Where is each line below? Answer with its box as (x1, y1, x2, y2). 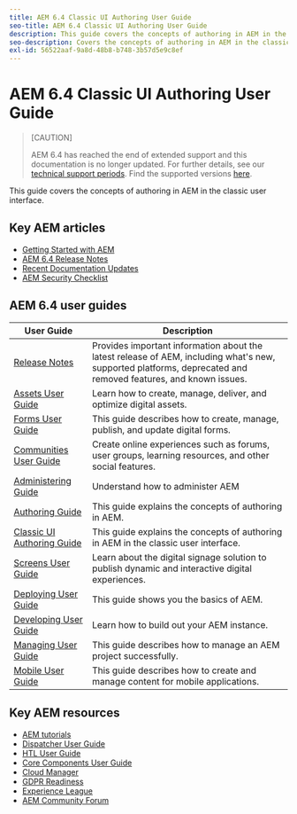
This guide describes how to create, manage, (91, 412, 279, 425)
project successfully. (91, 649, 179, 661)
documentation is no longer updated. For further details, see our (30, 159, 265, 169)
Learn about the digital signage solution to (91, 551, 267, 563)
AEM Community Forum (21, 794, 110, 805)
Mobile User (13, 664, 65, 677)
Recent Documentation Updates (21, 262, 139, 273)
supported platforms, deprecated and (91, 361, 247, 373)
